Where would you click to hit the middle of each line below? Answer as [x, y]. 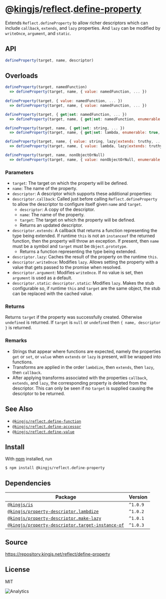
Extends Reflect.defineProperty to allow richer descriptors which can [77, 23]
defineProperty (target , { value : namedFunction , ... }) [64, 101]
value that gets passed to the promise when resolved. [67, 267]
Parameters [19, 172]
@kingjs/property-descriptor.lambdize [53, 512]
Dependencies [28, 483]
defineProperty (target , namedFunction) [46, 87]
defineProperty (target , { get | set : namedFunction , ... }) [66, 114]
